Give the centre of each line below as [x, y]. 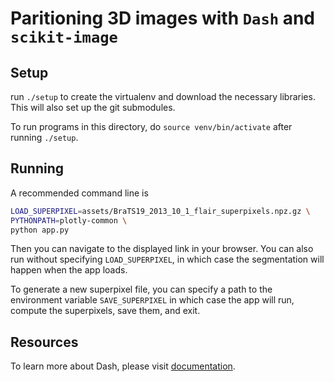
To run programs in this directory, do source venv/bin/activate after [151, 126]
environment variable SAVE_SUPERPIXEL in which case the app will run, [152, 300]
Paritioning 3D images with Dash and [163, 18]
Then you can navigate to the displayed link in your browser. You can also [162, 249]
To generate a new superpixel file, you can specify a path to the [141, 289]
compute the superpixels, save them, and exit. [105, 311]
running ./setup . [44, 137]
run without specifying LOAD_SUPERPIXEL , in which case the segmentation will [167, 259]
